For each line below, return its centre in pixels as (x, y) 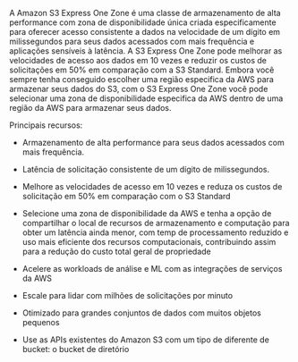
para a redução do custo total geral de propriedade (117, 251)
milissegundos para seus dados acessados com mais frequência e (132, 41)
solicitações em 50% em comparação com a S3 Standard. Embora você (142, 70)
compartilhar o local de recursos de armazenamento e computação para (156, 223)
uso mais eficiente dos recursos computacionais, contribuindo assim (149, 242)
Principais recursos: (46, 125)
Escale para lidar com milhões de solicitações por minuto (128, 295)
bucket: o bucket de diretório (76, 349)
